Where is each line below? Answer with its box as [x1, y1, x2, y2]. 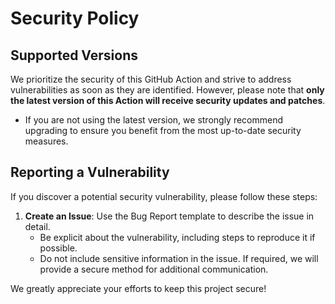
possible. [39, 242, 78, 254]
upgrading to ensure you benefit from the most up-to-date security [24, 125, 302, 136]
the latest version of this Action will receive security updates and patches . [10, 95, 326, 106]
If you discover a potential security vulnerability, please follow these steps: [10, 190, 318, 202]
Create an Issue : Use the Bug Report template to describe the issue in [24, 210, 315, 222]
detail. [24, 220, 51, 232]
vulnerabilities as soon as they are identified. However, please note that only [10, 84, 325, 96]
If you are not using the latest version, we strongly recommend [24, 114, 284, 126]
